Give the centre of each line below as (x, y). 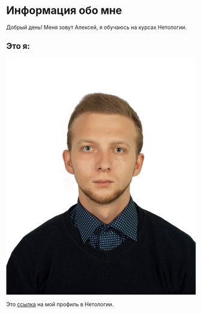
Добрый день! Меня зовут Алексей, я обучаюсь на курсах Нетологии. (96, 27)
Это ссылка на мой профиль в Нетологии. (60, 304)
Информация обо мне (64, 11)
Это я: (18, 46)
